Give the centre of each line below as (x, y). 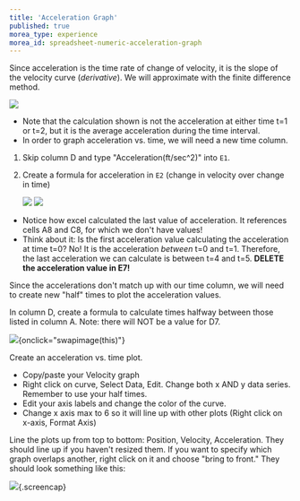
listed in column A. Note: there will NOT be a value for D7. (115, 322)
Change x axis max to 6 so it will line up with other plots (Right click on (152, 413)
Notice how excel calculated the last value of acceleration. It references (154, 220)
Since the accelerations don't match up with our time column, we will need (147, 285)
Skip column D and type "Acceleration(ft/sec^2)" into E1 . (126, 158)
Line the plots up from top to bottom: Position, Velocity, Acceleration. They (147, 440)
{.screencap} (43, 487)
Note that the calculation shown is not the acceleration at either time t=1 (155, 121)
